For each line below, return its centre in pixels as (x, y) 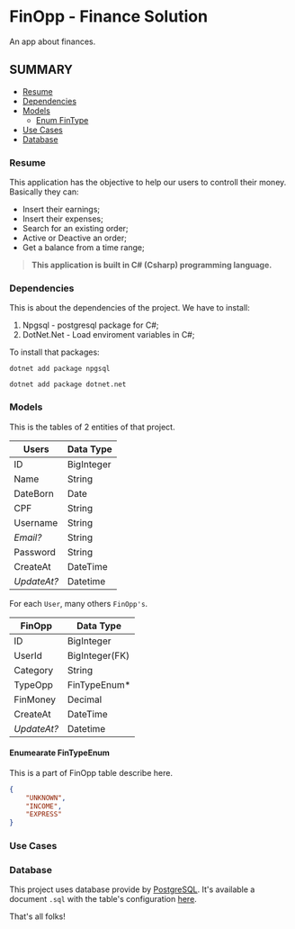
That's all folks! (37, 916)
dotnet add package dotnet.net (68, 384)
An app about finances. (53, 41)
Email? (28, 537)
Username (36, 522)
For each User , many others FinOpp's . (79, 603)
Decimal (85, 699)
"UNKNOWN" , (46, 798)
